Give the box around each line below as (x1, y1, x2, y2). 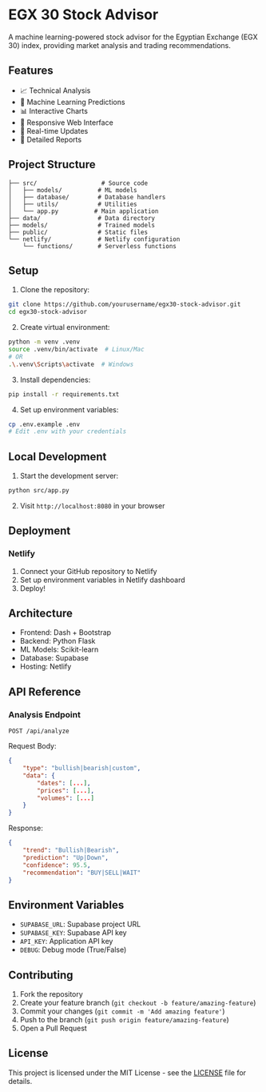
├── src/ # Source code (8, 179, 149, 187)
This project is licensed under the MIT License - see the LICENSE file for (8, 1067, 246, 1078)
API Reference (8, 685, 81, 698)
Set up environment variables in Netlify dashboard (19, 575, 185, 584)
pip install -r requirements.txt (8, 390, 120, 398)
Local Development (8, 450, 107, 464)
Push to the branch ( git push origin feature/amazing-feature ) (19, 1015, 229, 1024)
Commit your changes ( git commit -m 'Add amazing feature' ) (19, 1006, 225, 1016)
